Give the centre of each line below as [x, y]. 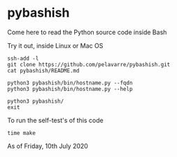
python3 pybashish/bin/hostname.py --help [70, 89]
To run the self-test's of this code [55, 120]
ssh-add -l [23, 58]
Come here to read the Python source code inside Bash [87, 32]
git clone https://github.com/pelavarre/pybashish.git [89, 64]
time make [22, 133]
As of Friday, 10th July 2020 [48, 146]
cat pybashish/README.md [43, 70]
